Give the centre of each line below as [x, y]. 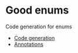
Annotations [28, 44]
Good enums [37, 10]
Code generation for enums [39, 26]
